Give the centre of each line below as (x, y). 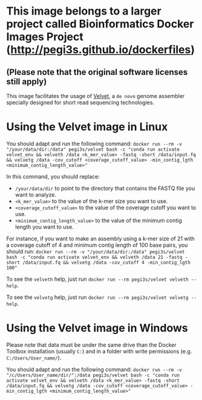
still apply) (27, 81)
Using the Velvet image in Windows (97, 328)
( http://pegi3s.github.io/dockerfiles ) (101, 50)
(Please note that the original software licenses (97, 72)
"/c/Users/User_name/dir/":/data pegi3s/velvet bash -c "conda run (93, 375)
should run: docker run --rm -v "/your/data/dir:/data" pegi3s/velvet (96, 251)
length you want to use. (44, 227)
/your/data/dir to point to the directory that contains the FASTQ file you (105, 188)
